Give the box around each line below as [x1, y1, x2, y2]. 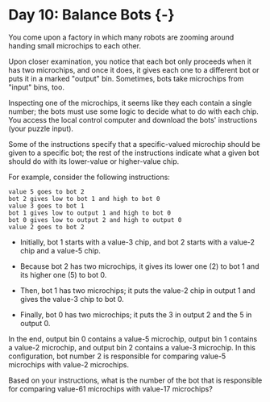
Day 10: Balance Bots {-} [8, 6, 175, 24]
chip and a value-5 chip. [19, 245, 101, 255]
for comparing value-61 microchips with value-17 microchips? [8, 383, 214, 393]
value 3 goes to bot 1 [8, 202, 85, 210]
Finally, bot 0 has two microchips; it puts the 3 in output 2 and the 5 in [19, 309, 252, 320]
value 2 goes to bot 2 [8, 223, 85, 231]
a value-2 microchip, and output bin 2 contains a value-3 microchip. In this [8, 342, 256, 352]
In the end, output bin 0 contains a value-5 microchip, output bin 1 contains [8, 333, 258, 344]
